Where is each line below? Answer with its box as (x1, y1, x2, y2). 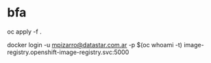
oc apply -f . (7, 27, 42, 36)
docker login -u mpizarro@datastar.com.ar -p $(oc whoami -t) (7, 40, 183, 49)
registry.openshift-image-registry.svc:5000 (7, 48, 129, 56)
